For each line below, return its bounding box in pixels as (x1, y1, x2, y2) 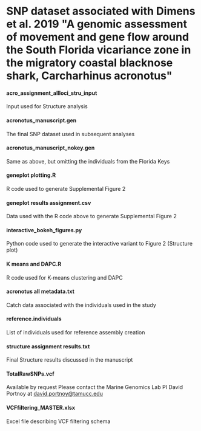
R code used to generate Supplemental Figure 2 (6, 185, 126, 192)
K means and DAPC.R (6, 260, 62, 267)
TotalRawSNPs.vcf (6, 370, 54, 378)
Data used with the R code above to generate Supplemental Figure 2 (6, 213, 177, 220)
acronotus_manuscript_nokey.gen (6, 144, 95, 151)
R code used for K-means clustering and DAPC (6, 274, 123, 281)
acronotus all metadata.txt (6, 288, 74, 295)
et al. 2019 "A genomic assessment (6, 17, 188, 31)
